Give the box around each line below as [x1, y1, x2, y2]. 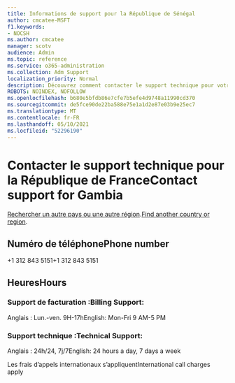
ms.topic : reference [7, 56, 68, 63]
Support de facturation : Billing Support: [7, 298, 145, 308]
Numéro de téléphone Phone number [7, 238, 170, 250]
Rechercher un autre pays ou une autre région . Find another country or [7, 210, 210, 219]
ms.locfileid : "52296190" [7, 127, 83, 134]
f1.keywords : [7, 23, 45, 30]
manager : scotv [7, 43, 52, 50]
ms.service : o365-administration [7, 62, 105, 69]
